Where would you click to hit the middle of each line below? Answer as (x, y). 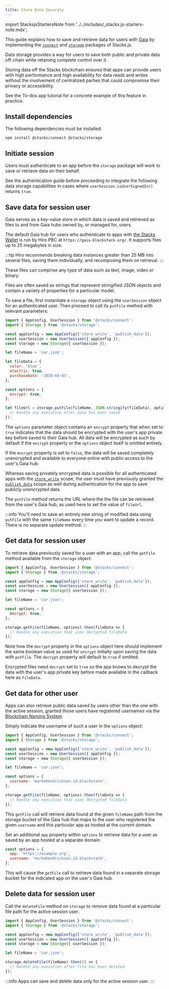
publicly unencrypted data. (33, 489)
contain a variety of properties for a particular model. (60, 291)
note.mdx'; (16, 29)
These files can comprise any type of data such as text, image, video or (79, 270)
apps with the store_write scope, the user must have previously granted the (84, 478)
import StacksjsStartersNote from (40, 24)
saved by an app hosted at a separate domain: (53, 840)
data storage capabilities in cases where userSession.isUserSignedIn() (79, 186)
